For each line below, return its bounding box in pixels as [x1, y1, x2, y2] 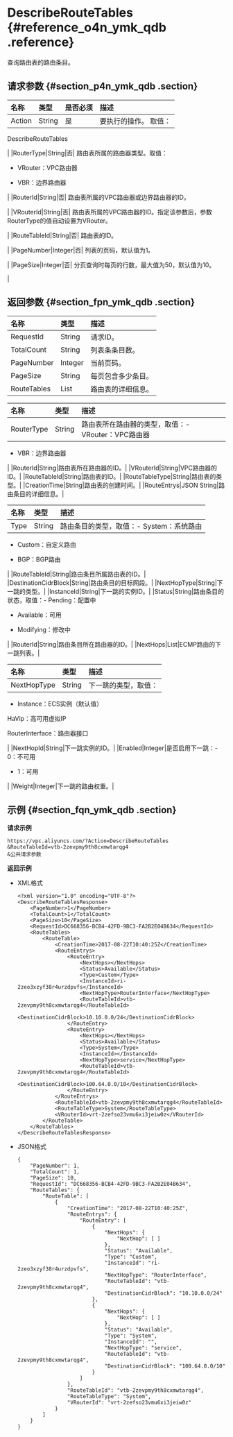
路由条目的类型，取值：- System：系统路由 [60, 521, 202, 531]
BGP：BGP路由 [17, 555, 61, 563]
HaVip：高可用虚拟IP [7, 714, 67, 722]
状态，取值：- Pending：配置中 [7, 595, 96, 604]
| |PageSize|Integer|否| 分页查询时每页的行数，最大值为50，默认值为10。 [7, 260, 216, 269]
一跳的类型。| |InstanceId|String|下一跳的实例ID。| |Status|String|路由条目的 [7, 587, 224, 595]
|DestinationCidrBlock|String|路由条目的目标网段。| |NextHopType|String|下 [7, 578, 223, 587]
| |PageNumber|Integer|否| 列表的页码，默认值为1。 [7, 246, 155, 254]
